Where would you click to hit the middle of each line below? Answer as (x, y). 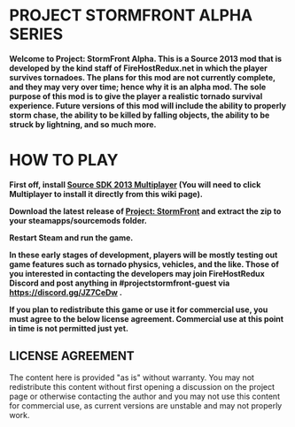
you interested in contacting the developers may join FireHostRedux (137, 273)
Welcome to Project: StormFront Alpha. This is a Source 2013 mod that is (145, 58)
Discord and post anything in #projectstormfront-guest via (120, 283)
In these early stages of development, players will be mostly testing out (144, 255)
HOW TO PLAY (64, 160)
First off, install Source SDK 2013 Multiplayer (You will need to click (135, 184)
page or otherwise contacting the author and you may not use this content (145, 396)
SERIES (36, 34)
